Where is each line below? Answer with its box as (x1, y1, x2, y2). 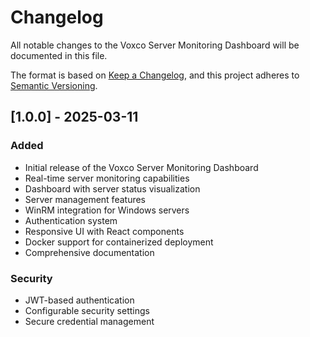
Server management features (24, 193, 146, 205)
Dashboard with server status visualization (24, 182, 201, 195)
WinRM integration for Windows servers (24, 204, 190, 216)
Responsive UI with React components (24, 225, 185, 237)
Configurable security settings (24, 304, 150, 316)
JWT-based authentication (24, 294, 135, 306)
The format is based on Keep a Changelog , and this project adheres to (10, 69, 300, 81)
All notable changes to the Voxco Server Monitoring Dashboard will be (10, 39, 300, 51)
